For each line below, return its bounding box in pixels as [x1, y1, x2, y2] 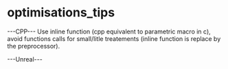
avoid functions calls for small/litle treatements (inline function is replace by [7, 34, 221, 42]
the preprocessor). [7, 42, 60, 50]
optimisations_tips [7, 5, 115, 20]
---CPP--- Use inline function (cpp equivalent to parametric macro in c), [7, 27, 211, 36]
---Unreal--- [7, 55, 43, 63]
